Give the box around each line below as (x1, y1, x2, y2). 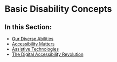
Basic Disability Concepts (4, 3, 112, 15)
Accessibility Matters (11, 41, 55, 47)
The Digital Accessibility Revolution (11, 51, 83, 57)
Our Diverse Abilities (11, 36, 54, 41)
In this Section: (4, 23, 52, 31)
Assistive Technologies (11, 46, 59, 52)
